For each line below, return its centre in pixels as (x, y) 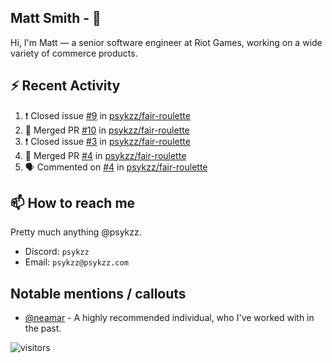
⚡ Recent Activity (65, 86)
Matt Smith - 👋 (56, 18)
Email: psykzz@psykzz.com (76, 262)
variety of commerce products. (74, 53)
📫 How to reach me (73, 203)
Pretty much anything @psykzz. (76, 232)
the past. (43, 328)
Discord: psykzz (57, 252)
